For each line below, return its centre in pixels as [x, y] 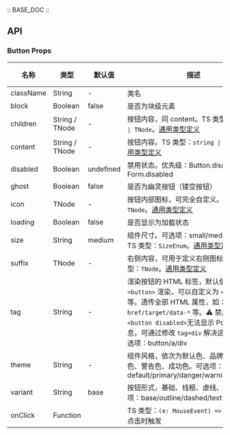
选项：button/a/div [157, 343]
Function [67, 415]
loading [23, 222]
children [24, 124]
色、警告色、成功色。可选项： [175, 366]
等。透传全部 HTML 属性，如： [177, 302]
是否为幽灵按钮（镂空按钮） [172, 186]
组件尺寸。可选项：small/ [168, 235]
